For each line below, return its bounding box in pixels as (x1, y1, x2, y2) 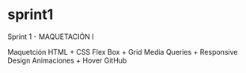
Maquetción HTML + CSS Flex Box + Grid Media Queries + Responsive (7, 47, 238, 56)
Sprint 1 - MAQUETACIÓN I (7, 32, 94, 41)
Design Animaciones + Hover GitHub (7, 56, 127, 65)
